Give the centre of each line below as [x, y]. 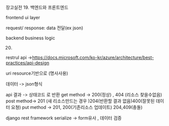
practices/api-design [28, 63]
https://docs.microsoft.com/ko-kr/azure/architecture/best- [93, 57]
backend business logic [30, 38]
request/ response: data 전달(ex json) [45, 28]
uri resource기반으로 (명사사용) [37, 73]
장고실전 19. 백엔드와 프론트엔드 [37, 7]
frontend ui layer [23, 17]
